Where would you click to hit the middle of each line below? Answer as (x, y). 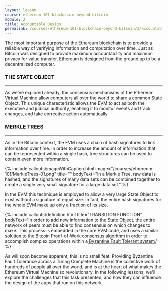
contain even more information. (37, 159)
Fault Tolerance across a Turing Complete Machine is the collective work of (83, 261)
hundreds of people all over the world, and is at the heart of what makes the (83, 267)
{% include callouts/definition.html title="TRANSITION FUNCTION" (74, 214)
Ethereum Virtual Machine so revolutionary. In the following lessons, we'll (80, 272)
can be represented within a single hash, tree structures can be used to (79, 153)
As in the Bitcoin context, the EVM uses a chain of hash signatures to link (80, 142)
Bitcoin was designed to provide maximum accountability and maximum (79, 54)
